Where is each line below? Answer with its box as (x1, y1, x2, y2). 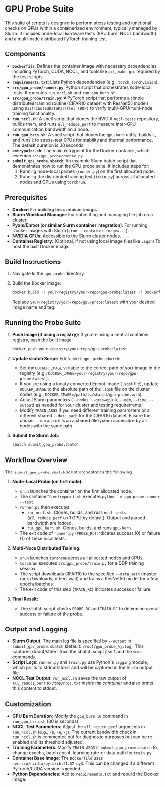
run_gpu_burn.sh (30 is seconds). (12, 718, 80, 724)
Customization (5, 700, 52, 708)
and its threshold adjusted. (30, 739, 84, 745)
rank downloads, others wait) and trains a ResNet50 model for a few (19, 576, 159, 581)
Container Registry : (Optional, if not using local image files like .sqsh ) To (12, 238, 161, 244)
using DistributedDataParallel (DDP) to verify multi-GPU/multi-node (12, 105, 153, 111)
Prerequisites (5, 193, 47, 202)
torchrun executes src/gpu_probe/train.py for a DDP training (19, 560, 144, 566)
